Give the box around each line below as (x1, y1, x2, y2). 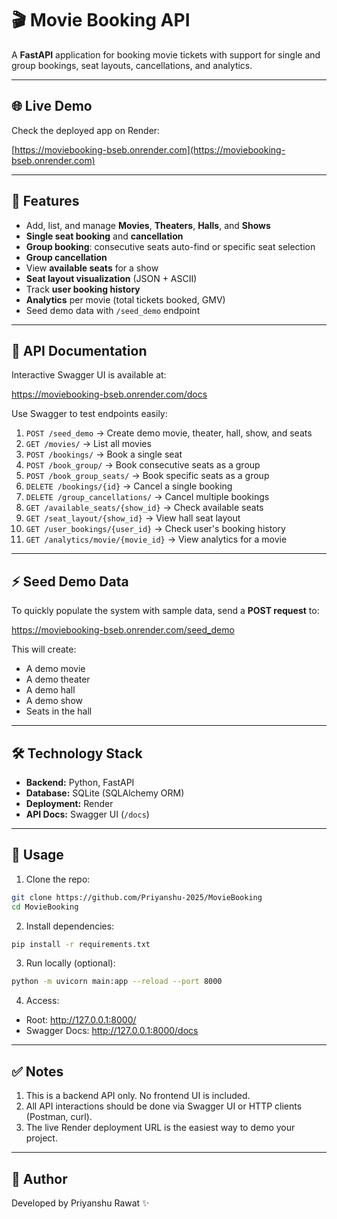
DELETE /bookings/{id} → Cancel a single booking (25, 480, 233, 492)
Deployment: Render (25, 798, 114, 809)
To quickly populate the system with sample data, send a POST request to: (11, 605, 320, 617)
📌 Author (11, 1170, 68, 1187)
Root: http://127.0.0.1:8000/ (25, 1014, 137, 1026)
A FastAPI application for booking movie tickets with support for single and (11, 48, 321, 61)
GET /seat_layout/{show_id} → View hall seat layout (25, 512, 241, 524)
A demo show (25, 695, 83, 707)
